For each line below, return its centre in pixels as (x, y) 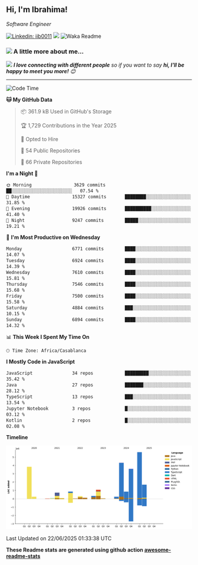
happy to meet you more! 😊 (41, 71)
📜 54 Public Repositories (50, 151)
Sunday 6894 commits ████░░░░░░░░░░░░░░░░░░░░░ (99, 320)
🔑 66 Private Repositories (51, 162)
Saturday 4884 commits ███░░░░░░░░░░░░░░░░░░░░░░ (99, 308)
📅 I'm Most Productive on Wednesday (53, 237)
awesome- (158, 550)
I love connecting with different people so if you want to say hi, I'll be (99, 65)
